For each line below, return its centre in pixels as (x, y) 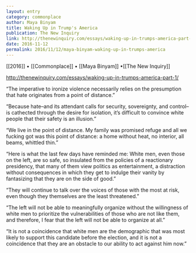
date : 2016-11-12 (27, 44)
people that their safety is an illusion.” (51, 119)
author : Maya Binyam (31, 22)
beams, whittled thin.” (32, 142)
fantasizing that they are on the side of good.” (61, 178)
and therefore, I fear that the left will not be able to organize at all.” (85, 220)
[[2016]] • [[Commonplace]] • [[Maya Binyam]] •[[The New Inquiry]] (88, 66)
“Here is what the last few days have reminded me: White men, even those (96, 154)
